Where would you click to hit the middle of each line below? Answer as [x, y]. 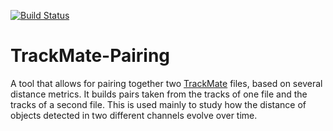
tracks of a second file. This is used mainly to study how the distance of [158, 104]
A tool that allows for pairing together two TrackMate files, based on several [166, 83]
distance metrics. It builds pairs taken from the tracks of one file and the [159, 94]
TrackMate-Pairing [90, 56]
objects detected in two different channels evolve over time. [134, 115]
